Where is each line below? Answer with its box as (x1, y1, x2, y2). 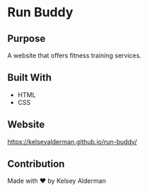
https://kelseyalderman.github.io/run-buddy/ (7, 137, 137, 146)
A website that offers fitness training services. (7, 51, 142, 60)
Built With (7, 72, 52, 84)
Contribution (7, 158, 65, 170)
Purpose (7, 33, 46, 45)
